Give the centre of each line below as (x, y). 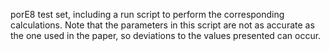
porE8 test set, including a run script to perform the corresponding (147, 14)
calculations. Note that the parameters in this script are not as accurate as (162, 25)
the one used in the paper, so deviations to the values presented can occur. (166, 35)
